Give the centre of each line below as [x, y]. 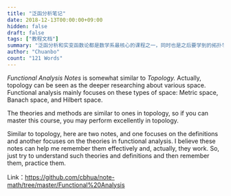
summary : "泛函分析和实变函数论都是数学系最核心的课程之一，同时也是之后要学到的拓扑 [114, 45]
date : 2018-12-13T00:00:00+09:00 [55, 20]
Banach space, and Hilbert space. [55, 100]
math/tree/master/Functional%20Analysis [66, 185]
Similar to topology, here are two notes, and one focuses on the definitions [113, 133]
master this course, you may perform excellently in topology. [93, 120]
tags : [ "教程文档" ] [33, 39]
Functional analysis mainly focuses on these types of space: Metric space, [113, 92]
